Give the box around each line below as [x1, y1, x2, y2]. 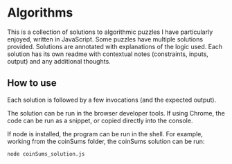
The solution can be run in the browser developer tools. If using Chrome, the [7, 109, 225, 117]
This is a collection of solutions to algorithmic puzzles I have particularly [7, 28, 213, 36]
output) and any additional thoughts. [7, 57, 111, 65]
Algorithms [7, 5, 73, 21]
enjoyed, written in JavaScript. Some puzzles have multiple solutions [7, 35, 203, 43]
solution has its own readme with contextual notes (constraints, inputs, [7, 50, 209, 58]
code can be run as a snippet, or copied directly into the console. [7, 116, 193, 125]
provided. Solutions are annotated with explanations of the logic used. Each [7, 42, 223, 51]
